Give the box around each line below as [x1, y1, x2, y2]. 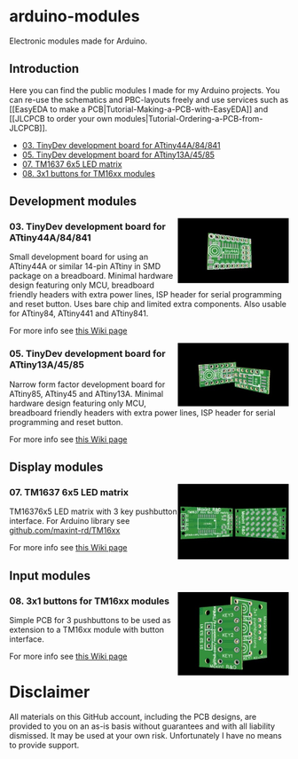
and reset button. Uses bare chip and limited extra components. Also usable [9, 299, 286, 310]
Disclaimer [9, 682, 90, 702]
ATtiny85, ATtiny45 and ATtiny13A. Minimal [9, 388, 164, 399]
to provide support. [9, 739, 80, 751]
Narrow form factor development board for [9, 379, 166, 390]
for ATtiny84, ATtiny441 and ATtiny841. [9, 308, 149, 319]
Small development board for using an [9, 251, 149, 263]
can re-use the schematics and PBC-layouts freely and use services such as [9, 94, 289, 105]
